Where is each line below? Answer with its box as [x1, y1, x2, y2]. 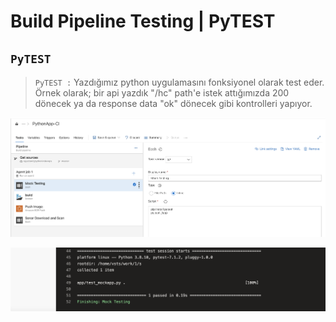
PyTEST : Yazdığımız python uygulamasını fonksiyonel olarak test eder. [34, 76, 325, 88]
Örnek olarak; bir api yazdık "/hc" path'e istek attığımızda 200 [34, 87, 290, 99]
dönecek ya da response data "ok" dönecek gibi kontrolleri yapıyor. [34, 98, 313, 109]
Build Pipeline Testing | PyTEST [10, 10, 276, 33]
